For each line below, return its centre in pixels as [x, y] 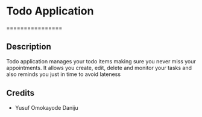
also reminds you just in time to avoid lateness [64, 74]
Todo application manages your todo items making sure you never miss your [101, 61]
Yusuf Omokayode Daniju [46, 107]
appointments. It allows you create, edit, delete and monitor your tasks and [99, 68]
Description [29, 47]
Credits [21, 93]
